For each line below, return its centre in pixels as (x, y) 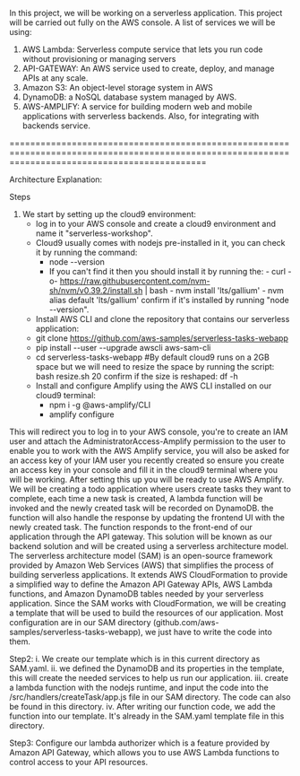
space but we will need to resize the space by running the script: (155, 366)
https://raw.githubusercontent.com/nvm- (135, 281)
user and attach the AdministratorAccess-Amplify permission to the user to (148, 441)
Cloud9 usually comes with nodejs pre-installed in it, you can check (160, 243)
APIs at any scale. (55, 78)
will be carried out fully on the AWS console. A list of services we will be (142, 22)
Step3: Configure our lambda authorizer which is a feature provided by (140, 743)
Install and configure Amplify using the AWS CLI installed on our (154, 386)
